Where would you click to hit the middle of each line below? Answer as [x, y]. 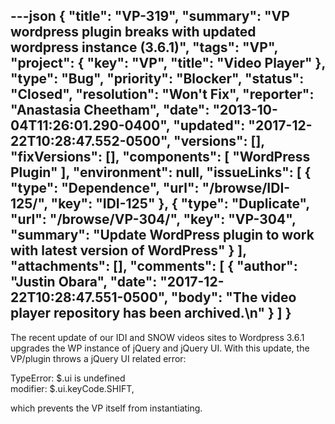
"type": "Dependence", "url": [105, 188]
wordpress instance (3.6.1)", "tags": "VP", [144, 47]
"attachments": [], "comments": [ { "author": [154, 266]
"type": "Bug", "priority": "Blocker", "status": [157, 79]
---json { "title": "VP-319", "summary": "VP [150, 16]
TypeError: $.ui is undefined [68, 378]
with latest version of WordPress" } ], [128, 250]
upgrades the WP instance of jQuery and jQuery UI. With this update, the [160, 348]
